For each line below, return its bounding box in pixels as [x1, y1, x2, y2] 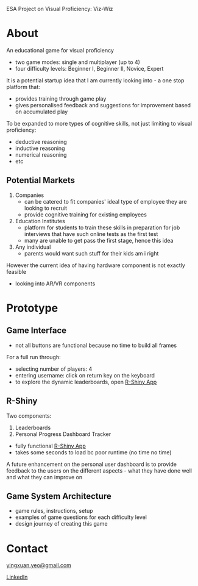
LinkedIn [6, 573, 28, 581]
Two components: [6, 412, 52, 420]
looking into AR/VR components [15, 280, 96, 287]
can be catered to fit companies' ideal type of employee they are [24, 198, 187, 205]
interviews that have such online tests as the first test [24, 230, 158, 237]
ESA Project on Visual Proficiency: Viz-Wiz [6, 5, 113, 12]
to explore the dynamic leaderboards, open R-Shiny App [15, 378, 157, 385]
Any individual [15, 243, 51, 251]
